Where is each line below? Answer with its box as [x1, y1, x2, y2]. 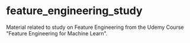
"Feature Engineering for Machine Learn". [6, 29, 108, 37]
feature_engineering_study [6, 4, 143, 18]
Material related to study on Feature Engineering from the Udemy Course [6, 24, 184, 31]
